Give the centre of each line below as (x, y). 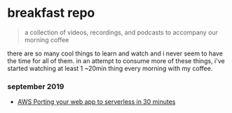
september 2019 (36, 86)
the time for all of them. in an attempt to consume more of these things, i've (116, 60)
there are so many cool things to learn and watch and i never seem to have (115, 53)
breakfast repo (51, 13)
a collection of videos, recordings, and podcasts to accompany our (121, 32)
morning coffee (47, 39)
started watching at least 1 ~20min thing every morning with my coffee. (110, 68)
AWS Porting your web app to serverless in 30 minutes (96, 102)
